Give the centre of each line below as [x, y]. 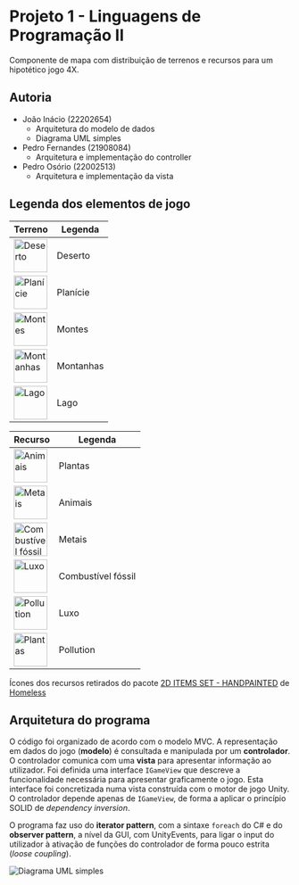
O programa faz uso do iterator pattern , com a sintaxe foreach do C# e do [146, 825]
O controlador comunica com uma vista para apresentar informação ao [141, 761]
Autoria [30, 98]
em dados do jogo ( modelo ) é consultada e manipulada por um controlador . [150, 751]
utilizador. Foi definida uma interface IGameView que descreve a [125, 770]
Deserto [74, 255]
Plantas [74, 466]
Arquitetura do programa [80, 720]
